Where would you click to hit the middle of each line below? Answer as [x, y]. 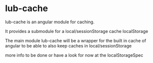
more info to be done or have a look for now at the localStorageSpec [74, 55]
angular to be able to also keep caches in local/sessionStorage [68, 46]
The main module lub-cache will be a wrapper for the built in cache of [76, 40]
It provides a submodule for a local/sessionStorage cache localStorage [77, 31]
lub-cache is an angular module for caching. [50, 22]
